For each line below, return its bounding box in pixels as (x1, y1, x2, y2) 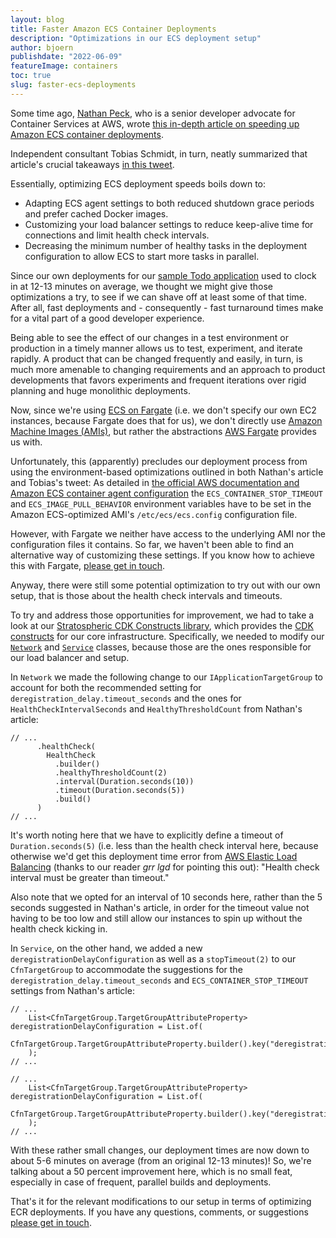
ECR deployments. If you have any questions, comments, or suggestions (10, 1206, 309, 1218)
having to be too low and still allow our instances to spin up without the (10, 912, 303, 924)
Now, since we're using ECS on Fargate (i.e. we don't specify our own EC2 (10, 404, 317, 416)
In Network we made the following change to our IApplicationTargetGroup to (10, 671, 324, 683)
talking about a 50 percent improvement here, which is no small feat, (10, 1165, 293, 1177)
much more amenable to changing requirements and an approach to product (10, 363, 326, 375)
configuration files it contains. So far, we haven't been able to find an (10, 538, 295, 550)
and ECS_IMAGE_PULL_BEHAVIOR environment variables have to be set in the (10, 497, 312, 510)
